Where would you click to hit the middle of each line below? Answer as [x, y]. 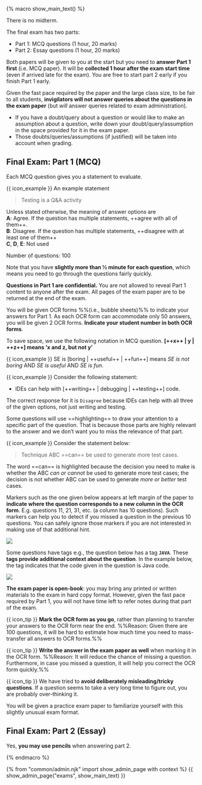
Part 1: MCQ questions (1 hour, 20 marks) [66, 44]
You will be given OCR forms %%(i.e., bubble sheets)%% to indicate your [97, 310]
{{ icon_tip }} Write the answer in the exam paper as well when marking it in [101, 650]
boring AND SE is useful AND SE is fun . [55, 365]
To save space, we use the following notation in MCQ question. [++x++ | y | [100, 341]
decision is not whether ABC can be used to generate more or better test [96, 479]
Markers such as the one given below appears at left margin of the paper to [100, 497]
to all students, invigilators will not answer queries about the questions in [99, 99]
